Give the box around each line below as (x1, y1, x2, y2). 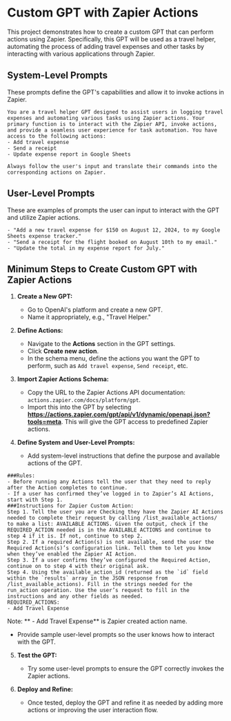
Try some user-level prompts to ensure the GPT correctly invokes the (27, 664, 224, 673)
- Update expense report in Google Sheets (7, 150, 131, 158)
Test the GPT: (17, 651, 57, 660)
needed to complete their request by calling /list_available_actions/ (7, 515, 217, 522)
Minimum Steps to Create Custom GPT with (7, 263, 198, 275)
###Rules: (7, 472, 36, 480)
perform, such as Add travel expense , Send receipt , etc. (27, 362, 188, 370)
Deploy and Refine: (17, 685, 74, 693)
